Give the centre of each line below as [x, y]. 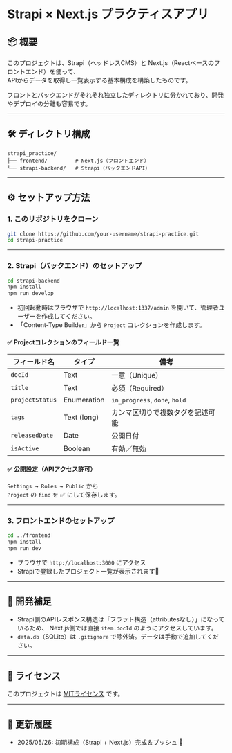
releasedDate [32, 436]
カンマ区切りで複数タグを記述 [160, 413]
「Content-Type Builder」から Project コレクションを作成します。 [111, 325]
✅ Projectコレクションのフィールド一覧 [63, 342]
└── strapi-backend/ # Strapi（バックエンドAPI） [79, 168]
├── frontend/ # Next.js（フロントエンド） [78, 161]
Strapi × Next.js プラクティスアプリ [108, 14]
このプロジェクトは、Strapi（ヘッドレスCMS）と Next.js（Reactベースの [110, 63]
